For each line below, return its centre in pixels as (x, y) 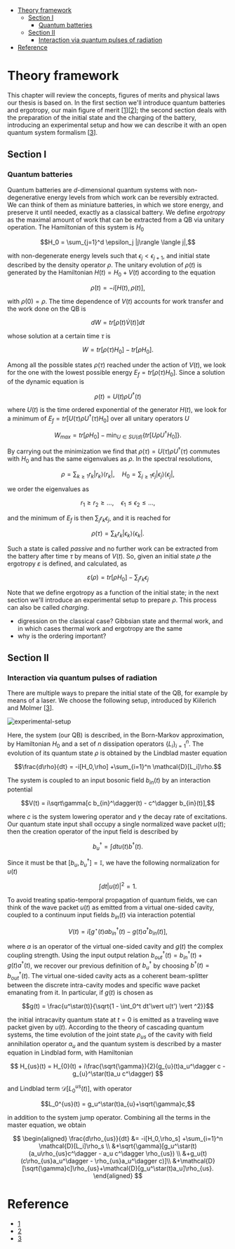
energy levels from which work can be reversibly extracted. (133, 197)
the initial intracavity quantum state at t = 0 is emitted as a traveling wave (113, 1020)
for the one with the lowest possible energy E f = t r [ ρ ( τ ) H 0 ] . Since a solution (116, 373)
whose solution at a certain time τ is (59, 336)
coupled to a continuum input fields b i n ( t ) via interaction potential (101, 916)
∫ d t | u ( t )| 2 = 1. (118, 886)
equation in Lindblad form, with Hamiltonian (70, 1053)
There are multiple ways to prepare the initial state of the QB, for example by (117, 693)
